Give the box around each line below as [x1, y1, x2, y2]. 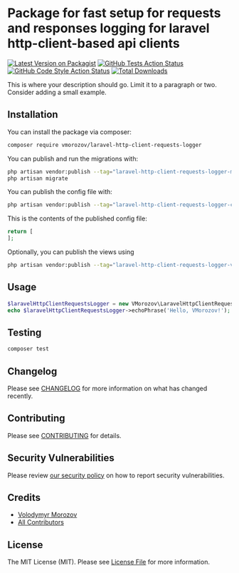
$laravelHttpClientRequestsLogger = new [7, 300, 129, 308]
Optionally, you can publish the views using [7, 248, 134, 256]
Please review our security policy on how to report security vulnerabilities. [7, 471, 225, 480]
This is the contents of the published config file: [7, 214, 147, 223]
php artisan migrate [7, 175, 69, 182]
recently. [7, 391, 33, 400]
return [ [7, 228, 33, 235]
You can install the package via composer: [7, 127, 132, 136]
